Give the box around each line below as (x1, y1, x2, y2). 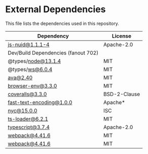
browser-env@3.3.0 (8, 82, 57, 89)
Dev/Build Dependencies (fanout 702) (8, 49, 99, 56)
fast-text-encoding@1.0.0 (8, 99, 72, 106)
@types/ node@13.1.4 (8, 57, 61, 65)
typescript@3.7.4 (8, 124, 50, 131)
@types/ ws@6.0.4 (8, 66, 53, 73)
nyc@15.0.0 (8, 107, 38, 114)
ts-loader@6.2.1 (8, 115, 48, 122)
